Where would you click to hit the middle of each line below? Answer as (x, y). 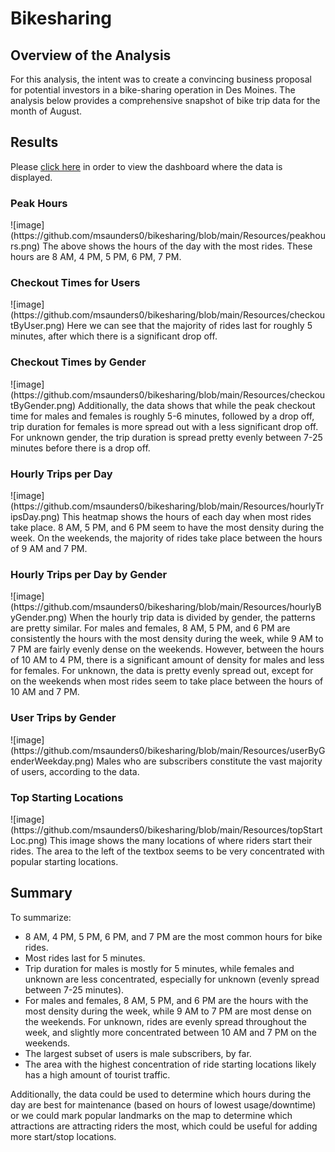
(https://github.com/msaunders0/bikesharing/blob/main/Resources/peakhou (168, 236)
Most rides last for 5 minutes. (85, 958)
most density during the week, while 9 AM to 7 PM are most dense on (168, 1011)
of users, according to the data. (75, 771)
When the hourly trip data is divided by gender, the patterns (192, 618)
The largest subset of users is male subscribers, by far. (138, 1053)
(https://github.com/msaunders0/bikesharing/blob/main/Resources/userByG (168, 750)
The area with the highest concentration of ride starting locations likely (170, 1064)
